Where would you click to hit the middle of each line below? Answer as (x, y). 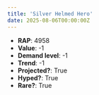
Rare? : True (35, 85)
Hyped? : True (38, 77)
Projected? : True (42, 70)
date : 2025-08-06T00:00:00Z (49, 20)
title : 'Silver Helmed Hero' (50, 14)
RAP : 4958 (34, 40)
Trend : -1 (31, 63)
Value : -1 (31, 48)
